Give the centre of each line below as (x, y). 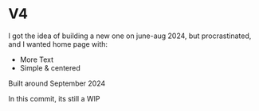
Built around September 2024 (57, 83)
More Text (37, 59)
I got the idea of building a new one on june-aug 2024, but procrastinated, (130, 36)
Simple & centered (50, 67)
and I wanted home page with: (58, 44)
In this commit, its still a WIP (54, 98)
